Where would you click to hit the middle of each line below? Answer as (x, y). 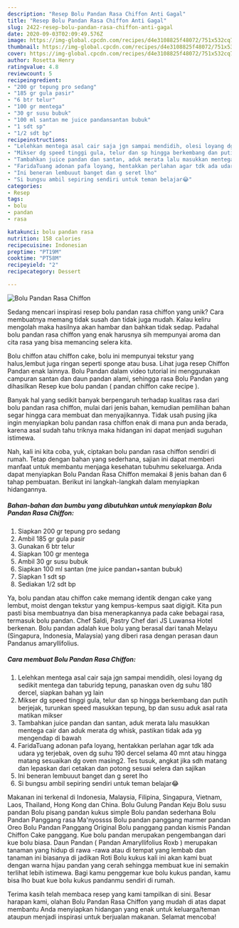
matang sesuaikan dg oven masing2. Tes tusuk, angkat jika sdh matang (122, 760)
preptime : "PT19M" (34, 252)
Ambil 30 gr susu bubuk (53, 561)
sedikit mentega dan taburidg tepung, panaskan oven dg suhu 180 (115, 685)
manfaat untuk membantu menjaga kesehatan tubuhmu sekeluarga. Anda (115, 466)
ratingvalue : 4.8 (33, 67)
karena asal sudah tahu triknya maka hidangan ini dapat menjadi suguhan (115, 430)
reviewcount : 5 (30, 73)
